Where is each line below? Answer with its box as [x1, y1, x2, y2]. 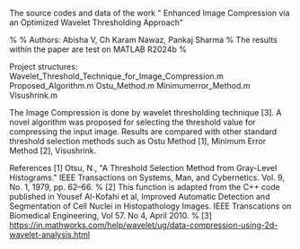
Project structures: [9, 62, 78, 72]
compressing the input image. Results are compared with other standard [9, 126, 278, 137]
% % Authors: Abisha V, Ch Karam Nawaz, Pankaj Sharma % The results [9, 35, 278, 45]
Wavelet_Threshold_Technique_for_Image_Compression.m [9, 71, 225, 82]
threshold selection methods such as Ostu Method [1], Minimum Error [9, 136, 267, 146]
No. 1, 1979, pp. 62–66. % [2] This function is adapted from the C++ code [9, 182, 280, 192]
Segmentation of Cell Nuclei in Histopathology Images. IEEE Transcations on [9, 201, 292, 211]
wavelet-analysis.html [9, 229, 91, 240]
